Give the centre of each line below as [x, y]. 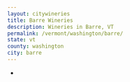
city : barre [24, 53]
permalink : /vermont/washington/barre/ [65, 33]
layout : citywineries [39, 14]
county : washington [36, 46]
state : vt [22, 40]
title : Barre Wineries [40, 20]
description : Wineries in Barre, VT [60, 27]
